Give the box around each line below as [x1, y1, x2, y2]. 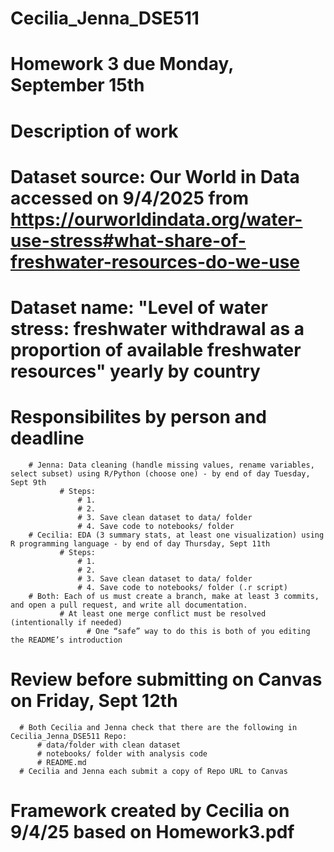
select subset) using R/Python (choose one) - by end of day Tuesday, [10, 468, 311, 479]
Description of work [10, 120, 179, 142]
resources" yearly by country [10, 360, 261, 382]
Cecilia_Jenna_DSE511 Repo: [10, 731, 128, 741]
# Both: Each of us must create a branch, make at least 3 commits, [28, 591, 320, 601]
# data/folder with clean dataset [36, 740, 182, 750]
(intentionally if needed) [10, 617, 123, 627]
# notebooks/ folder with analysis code [36, 748, 208, 759]
